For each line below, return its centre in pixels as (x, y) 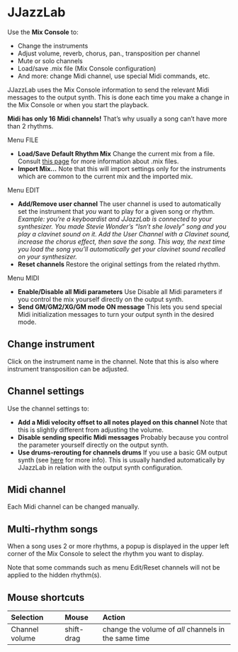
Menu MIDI (23, 278)
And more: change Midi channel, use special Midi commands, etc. (114, 76)
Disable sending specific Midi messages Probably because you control (123, 437)
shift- (74, 629)
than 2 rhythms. (30, 126)
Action (114, 617)
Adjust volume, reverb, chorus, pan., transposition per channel (109, 53)
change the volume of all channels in (164, 629)
